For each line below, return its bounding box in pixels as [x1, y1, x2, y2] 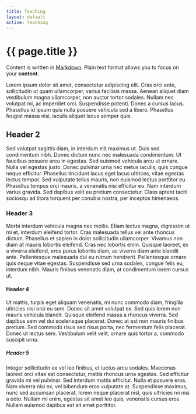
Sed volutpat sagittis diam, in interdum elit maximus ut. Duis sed [6, 145, 160, 152]
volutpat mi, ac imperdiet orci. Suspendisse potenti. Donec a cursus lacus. [6, 100, 185, 107]
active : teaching [6, 19, 48, 25]
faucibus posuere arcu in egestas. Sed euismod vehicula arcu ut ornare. [6, 157, 179, 164]
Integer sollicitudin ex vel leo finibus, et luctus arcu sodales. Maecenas [6, 364, 176, 371]
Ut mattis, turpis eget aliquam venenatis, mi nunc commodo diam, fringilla [6, 299, 183, 306]
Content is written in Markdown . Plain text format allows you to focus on [6, 64, 179, 71]
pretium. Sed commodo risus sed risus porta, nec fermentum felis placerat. [6, 323, 187, 330]
